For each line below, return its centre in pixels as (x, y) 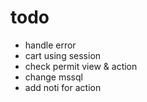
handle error (50, 45)
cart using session (63, 55)
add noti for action (63, 87)
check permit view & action (81, 66)
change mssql (53, 77)
